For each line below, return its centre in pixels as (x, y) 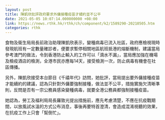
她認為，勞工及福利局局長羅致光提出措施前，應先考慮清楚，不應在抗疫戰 (78, 100)
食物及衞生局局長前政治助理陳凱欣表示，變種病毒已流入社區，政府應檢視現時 (82, 43)
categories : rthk (23, 28)
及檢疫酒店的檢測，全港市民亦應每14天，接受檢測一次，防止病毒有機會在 (78, 61)
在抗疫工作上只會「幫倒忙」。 (34, 113)
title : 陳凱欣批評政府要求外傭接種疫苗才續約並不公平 (53, 14)
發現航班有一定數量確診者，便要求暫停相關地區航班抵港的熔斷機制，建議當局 (82, 49)
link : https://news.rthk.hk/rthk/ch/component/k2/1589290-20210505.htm (80, 23)
